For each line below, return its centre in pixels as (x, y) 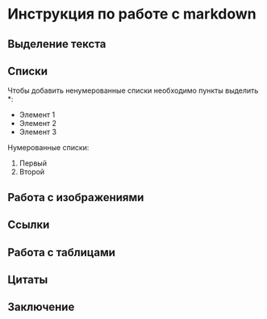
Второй (32, 172)
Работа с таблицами (62, 252)
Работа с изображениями (76, 197)
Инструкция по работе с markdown (132, 14)
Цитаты (28, 279)
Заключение (41, 307)
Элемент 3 (38, 132)
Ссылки (29, 225)
